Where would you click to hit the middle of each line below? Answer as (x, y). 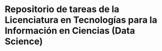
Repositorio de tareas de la (62, 9)
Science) (24, 42)
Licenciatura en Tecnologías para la (81, 20)
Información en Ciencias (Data (70, 31)
